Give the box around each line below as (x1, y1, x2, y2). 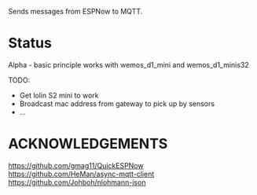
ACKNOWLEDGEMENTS (8, 135, 168, 153)
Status (8, 35, 53, 52)
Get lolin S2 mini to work (19, 90, 99, 100)
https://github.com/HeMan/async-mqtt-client (8, 169, 155, 178)
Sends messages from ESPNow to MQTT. (8, 7, 143, 16)
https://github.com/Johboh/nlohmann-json (8, 177, 146, 187)
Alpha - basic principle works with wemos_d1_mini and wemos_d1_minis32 (8, 60, 249, 69)
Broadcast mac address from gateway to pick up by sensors (19, 98, 215, 109)
